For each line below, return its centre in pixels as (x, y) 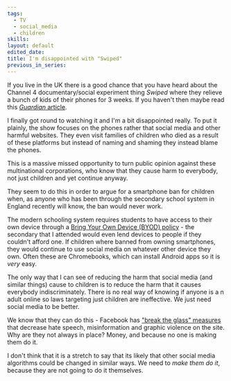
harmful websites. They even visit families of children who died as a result (113, 135)
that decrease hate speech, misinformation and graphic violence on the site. (116, 327)
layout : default (31, 46)
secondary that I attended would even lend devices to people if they (104, 234)
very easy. (22, 263)
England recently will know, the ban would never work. (85, 206)
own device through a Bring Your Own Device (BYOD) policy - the (101, 227)
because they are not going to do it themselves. (75, 370)
